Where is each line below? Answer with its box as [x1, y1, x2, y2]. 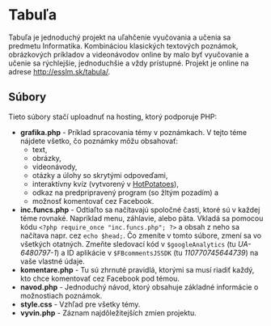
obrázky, [32, 153, 62, 163]
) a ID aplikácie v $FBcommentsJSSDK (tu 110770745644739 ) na [56, 248, 259, 257]
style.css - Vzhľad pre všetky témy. [19, 299, 141, 309]
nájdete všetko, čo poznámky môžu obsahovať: [19, 136, 179, 146]
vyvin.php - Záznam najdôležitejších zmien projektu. [19, 307, 197, 317]
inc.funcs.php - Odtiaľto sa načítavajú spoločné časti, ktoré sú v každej [19, 205, 260, 214]
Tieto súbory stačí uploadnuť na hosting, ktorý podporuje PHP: [8, 112, 218, 121]
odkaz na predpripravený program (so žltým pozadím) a [32, 188, 219, 197]
